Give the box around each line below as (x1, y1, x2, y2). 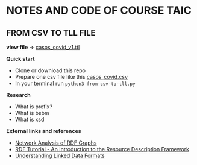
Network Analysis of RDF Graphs (14, 139, 97, 146)
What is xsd (14, 116, 45, 123)
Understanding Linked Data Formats (14, 152, 105, 159)
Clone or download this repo (14, 67, 86, 74)
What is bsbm (14, 110, 49, 116)
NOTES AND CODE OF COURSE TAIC (6, 4, 192, 17)
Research (6, 92, 31, 98)
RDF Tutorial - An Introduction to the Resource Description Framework (14, 146, 190, 152)
